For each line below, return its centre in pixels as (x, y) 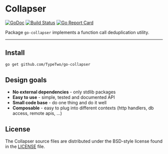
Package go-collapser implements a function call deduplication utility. (77, 32)
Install (15, 53)
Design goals (26, 80)
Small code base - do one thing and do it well (59, 103)
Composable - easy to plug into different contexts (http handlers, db (83, 108)
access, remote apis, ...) (37, 113)
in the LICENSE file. (25, 146)
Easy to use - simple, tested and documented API (63, 97)
